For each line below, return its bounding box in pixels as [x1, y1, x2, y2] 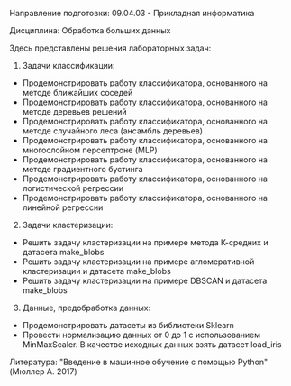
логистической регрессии [22, 183, 124, 193]
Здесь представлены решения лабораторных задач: [9, 42, 212, 53]
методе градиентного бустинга [22, 164, 143, 174]
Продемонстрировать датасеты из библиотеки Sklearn [22, 320, 234, 330]
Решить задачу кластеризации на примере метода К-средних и [22, 237, 268, 247]
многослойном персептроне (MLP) [22, 144, 158, 155]
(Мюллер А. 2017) [9, 366, 78, 377]
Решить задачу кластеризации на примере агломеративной [22, 256, 255, 267]
